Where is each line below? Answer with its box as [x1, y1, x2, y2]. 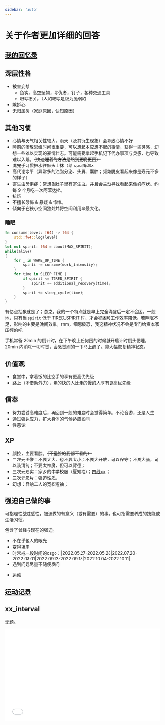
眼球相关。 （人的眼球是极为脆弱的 [19, 96, 87, 101]
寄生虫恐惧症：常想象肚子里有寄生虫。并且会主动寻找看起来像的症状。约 [12, 181, 159, 187]
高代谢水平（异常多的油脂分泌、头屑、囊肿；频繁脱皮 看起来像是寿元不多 [12, 168, 159, 174]
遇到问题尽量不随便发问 [12, 561, 60, 567]
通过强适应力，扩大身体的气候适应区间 [12, 416, 90, 422]
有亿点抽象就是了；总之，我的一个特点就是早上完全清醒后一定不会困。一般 [5, 309, 156, 315]
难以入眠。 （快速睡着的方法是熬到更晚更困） [12, 156, 101, 162]
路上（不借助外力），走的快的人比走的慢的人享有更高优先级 [12, 380, 131, 386]
